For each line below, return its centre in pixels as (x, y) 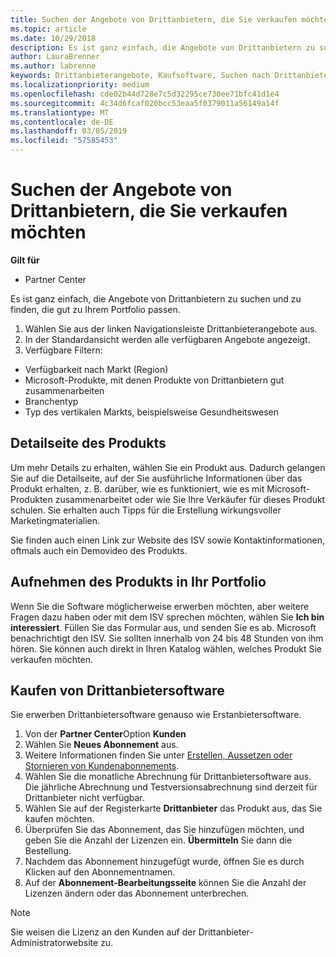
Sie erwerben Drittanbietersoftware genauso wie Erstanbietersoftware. (156, 715)
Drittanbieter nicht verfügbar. (84, 798)
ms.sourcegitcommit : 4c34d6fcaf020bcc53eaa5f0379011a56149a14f (145, 103)
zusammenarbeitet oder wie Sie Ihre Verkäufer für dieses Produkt (190, 499)
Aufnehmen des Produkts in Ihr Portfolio (138, 582)
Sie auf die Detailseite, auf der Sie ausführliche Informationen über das (156, 478)
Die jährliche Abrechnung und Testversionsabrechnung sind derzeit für (171, 787)
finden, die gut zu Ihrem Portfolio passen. (95, 309)
